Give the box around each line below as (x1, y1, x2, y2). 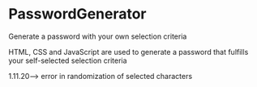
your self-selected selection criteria (8, 56, 127, 65)
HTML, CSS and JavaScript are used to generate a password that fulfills (8, 47, 249, 56)
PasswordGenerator (8, 5, 148, 23)
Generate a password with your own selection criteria (8, 31, 187, 41)
